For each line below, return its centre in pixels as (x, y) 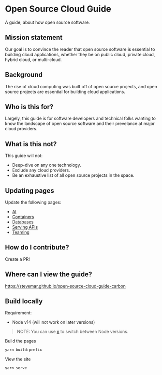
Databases (23, 222)
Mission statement (34, 38)
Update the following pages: (33, 202)
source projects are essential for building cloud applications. (65, 92)
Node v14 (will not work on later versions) (53, 322)
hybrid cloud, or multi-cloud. (33, 60)
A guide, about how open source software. (48, 22)
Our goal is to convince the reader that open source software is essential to (80, 49)
